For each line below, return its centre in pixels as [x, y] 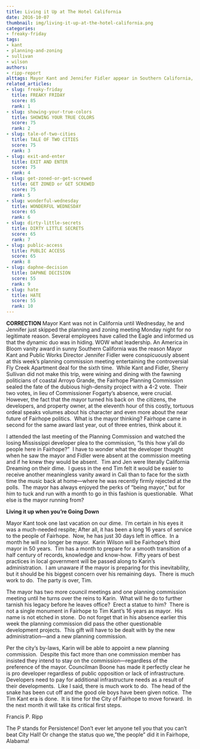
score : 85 [24, 100]
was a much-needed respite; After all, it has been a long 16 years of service [99, 529]
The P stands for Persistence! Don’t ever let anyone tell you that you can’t [96, 728]
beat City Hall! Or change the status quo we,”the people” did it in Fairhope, [98, 735]
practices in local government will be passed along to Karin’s [81, 561]
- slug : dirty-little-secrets [44, 223]
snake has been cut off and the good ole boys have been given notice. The [99, 692]
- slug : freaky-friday [34, 90]
